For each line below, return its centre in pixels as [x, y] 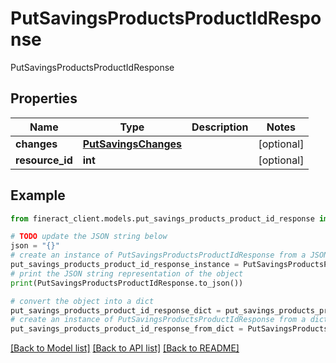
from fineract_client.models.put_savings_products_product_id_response [162, 218]
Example [38, 195]
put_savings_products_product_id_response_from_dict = [127, 329]
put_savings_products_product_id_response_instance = [125, 265]
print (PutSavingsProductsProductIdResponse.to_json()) [127, 283]
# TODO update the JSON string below [89, 237]
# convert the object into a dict [82, 301]
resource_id [44, 160]
